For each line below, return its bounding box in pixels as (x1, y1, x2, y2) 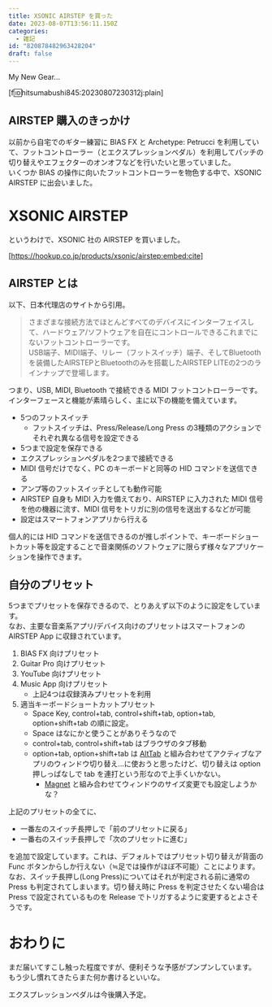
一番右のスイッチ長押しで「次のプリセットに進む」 (19, 835, 192, 844)
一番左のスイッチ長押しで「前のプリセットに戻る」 (19, 824, 192, 834)
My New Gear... (8, 72, 61, 81)
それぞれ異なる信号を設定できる (32, 433, 140, 442)
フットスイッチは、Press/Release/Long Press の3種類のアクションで (32, 422, 262, 432)
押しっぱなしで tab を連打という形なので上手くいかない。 (32, 769, 226, 779)
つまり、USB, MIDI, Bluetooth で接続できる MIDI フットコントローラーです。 (8, 385, 262, 395)
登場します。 (71, 368, 114, 377)
